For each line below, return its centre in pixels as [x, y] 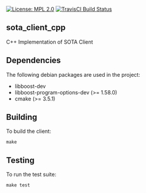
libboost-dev [30, 86]
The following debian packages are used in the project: [73, 74]
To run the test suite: [31, 175]
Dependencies [33, 60]
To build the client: [29, 131]
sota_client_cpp [36, 27]
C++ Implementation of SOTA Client [50, 42]
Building [22, 117]
